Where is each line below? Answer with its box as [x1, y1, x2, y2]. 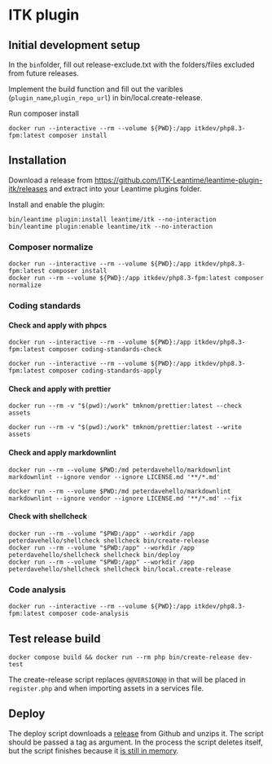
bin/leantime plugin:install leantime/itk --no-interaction [8, 215, 217, 223]
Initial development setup [8, 38, 141, 52]
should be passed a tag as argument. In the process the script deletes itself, [8, 737, 263, 747]
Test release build [8, 631, 101, 645]
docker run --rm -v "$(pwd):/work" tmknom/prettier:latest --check [8, 402, 243, 411]
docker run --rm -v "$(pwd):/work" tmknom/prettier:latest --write [8, 424, 243, 432]
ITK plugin [8, 6, 80, 24]
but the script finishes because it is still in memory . [8, 745, 179, 755]
